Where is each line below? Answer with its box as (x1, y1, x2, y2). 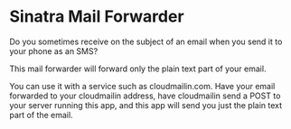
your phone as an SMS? (9, 45, 99, 56)
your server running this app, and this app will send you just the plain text (9, 99, 283, 110)
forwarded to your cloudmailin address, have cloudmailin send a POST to (9, 90, 281, 101)
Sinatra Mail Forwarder (9, 6, 184, 27)
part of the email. (9, 109, 74, 120)
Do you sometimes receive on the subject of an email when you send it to (9, 36, 283, 47)
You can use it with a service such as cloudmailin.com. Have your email (9, 80, 276, 91)
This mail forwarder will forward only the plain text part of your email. (9, 63, 267, 74)
